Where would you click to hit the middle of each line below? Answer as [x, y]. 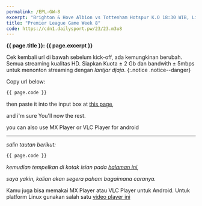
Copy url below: [26, 82]
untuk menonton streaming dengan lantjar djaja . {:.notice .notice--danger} [99, 70]
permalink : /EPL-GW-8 [33, 12]
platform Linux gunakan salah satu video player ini [68, 197]
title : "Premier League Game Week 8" [54, 23]
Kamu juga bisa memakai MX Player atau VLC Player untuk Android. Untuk [98, 190]
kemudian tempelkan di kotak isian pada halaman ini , [73, 167]
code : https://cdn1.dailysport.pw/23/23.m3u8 [64, 29]
